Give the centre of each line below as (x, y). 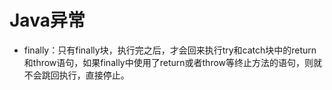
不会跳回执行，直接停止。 (76, 75)
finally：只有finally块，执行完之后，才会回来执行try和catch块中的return (170, 50)
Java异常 (47, 20)
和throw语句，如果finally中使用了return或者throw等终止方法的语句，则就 (173, 62)
